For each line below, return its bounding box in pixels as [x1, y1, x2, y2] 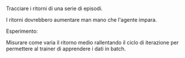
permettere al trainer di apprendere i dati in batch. [6, 45, 126, 52]
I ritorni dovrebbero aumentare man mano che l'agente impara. [6, 16, 158, 23]
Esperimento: [6, 28, 38, 35]
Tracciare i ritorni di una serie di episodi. [6, 5, 103, 12]
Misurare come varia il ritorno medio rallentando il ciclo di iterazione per [6, 39, 179, 46]
